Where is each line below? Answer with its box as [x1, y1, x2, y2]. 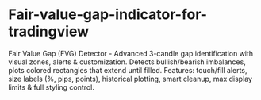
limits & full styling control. [8, 82, 95, 92]
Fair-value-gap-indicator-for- [8, 6, 208, 24]
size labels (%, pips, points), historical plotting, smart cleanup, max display [8, 74, 252, 83]
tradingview [8, 22, 90, 40]
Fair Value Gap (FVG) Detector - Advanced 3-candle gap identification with [8, 48, 254, 58]
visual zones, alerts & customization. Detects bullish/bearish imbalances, [8, 57, 246, 67]
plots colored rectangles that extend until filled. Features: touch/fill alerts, [8, 65, 248, 75]
